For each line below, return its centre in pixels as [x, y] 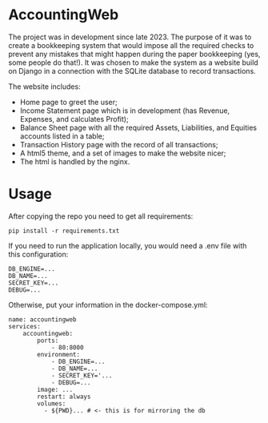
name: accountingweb [43, 319]
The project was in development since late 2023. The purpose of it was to [130, 37]
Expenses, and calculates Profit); [74, 119]
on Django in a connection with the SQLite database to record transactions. [132, 70]
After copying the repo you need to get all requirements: [101, 216]
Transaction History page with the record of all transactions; [119, 144]
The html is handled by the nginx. [75, 161]
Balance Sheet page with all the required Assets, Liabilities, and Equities [138, 127]
